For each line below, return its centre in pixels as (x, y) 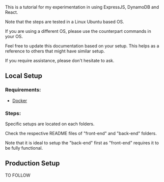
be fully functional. (24, 148)
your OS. (14, 36)
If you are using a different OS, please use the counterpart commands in (78, 31)
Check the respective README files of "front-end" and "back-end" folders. (81, 133)
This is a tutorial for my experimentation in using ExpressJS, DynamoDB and (82, 7)
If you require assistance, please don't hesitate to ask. (60, 60)
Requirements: (23, 90)
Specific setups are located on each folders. (50, 124)
